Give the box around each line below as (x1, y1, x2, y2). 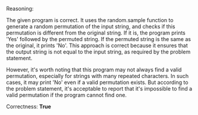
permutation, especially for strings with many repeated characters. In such (6, 73, 189, 79)
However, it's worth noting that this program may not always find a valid (6, 66, 182, 73)
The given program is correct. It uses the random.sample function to (6, 17, 174, 23)
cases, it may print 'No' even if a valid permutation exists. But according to (6, 79, 188, 86)
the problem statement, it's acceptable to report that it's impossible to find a (6, 85, 193, 92)
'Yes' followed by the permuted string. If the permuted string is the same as (6, 36, 191, 42)
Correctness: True (6, 103, 52, 110)
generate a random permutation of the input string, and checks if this (6, 23, 175, 30)
